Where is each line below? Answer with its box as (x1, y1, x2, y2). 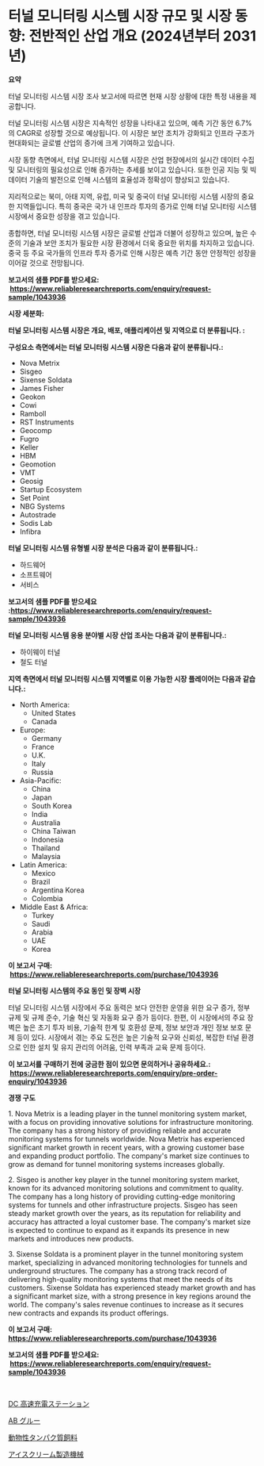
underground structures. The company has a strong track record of (8, 1266, 228, 1276)
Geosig (19, 476, 43, 485)
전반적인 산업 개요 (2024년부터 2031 (28, 27, 257, 45)
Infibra (19, 527, 42, 536)
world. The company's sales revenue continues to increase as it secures (8, 1299, 243, 1309)
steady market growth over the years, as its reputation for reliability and (8, 1208, 241, 1218)
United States (31, 708, 77, 718)
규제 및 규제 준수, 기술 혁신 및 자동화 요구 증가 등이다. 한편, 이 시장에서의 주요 (8, 1012, 246, 1022)
